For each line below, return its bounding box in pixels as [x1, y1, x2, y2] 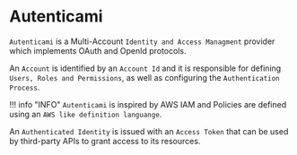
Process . [9, 82, 40, 92]
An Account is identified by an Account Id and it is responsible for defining [9, 63, 282, 73]
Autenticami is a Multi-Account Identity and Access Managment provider [9, 36, 275, 47]
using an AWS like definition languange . [9, 108, 162, 119]
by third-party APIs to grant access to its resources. [9, 135, 201, 146]
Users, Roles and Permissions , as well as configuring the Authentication [9, 72, 280, 82]
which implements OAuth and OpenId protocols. [9, 45, 187, 56]
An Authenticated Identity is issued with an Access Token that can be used [9, 125, 289, 136]
